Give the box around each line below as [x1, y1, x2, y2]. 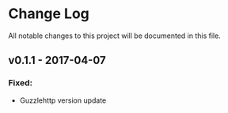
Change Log [8, 5, 89, 23]
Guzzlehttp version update [19, 96, 107, 105]
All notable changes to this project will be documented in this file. [8, 31, 222, 40]
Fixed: [8, 77, 33, 89]
